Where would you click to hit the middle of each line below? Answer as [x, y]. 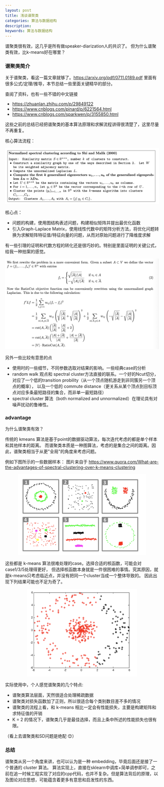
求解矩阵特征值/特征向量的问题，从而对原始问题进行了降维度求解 [86, 235]
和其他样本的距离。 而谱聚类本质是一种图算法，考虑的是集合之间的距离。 [78, 446]
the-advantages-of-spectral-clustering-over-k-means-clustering [70, 468]
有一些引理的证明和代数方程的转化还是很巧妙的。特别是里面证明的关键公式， [82, 245]
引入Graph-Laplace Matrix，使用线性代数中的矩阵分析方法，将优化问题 [83, 229]
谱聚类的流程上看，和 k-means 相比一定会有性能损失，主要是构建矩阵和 [84, 707]
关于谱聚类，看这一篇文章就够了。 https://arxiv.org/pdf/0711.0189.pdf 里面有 [81, 78]
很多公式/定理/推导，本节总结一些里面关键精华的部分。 [60, 84]
